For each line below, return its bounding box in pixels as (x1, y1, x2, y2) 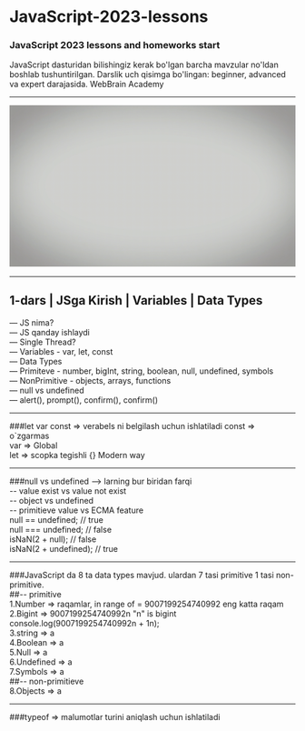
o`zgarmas (9, 430, 50, 441)
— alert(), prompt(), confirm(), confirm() (9, 394, 159, 406)
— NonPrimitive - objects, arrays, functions (9, 375, 172, 386)
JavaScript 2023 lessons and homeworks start (9, 39, 221, 52)
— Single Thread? (9, 336, 76, 347)
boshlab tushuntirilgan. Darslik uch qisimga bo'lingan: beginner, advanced (9, 69, 286, 80)
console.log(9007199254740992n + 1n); (9, 617, 161, 628)
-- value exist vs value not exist (9, 485, 127, 496)
